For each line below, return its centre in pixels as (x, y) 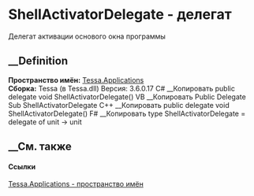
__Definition (38, 61)
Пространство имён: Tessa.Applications (76, 80)
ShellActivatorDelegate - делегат (120, 15)
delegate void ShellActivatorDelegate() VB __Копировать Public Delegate (127, 97)
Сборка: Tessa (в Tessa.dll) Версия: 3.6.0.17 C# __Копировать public (121, 88)
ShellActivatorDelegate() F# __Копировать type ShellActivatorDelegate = (127, 113)
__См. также (40, 147)
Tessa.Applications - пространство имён (76, 184)
